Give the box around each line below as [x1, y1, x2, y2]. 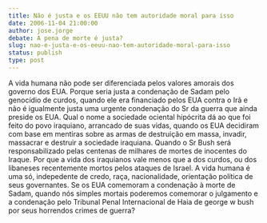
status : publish [8, 49, 62, 57]
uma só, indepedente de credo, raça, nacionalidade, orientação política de [8, 171, 253, 181]
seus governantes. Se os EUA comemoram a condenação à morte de [8, 180, 236, 189]
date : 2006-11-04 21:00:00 [8, 19, 98, 27]
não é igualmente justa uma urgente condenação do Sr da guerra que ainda [8, 103, 257, 113]
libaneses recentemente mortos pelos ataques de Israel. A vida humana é [8, 163, 250, 173]
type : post [8, 57, 45, 65]
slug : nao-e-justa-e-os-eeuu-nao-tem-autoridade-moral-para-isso [8, 42, 230, 50]
